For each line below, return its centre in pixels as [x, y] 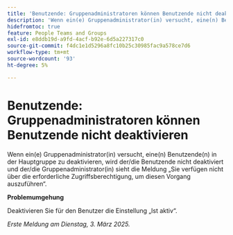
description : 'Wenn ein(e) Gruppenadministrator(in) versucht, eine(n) [113, 20]
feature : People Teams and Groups [57, 33]
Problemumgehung [36, 197]
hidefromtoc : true [34, 26]
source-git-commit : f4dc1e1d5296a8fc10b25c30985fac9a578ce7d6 [99, 46]
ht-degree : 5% [28, 65]
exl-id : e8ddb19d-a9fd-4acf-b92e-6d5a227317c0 [76, 40]
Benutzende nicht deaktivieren [98, 135]
